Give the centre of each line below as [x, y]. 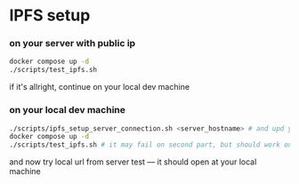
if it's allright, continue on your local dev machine [99, 87]
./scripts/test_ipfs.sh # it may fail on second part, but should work [145, 145]
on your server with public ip [73, 44]
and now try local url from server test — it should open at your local [133, 162]
